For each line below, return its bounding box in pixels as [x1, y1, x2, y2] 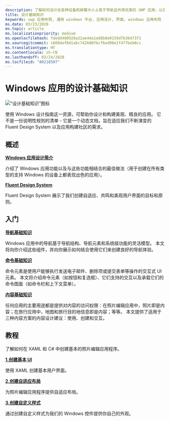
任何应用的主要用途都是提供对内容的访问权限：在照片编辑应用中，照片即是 [5, 302, 160, 308]
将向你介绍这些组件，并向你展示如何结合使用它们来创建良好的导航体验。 [5, 247, 156, 253]
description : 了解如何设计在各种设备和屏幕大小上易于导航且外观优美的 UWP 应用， [5, 7, 159, 13]
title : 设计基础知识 [5, 12, 44, 17]
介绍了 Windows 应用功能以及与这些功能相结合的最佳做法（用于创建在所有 [5, 165, 160, 171]
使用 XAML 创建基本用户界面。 [5, 367, 69, 373]
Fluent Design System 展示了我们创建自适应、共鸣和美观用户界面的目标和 [5, 192, 158, 198]
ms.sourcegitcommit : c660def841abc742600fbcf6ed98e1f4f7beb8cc [5, 41, 142, 46]
